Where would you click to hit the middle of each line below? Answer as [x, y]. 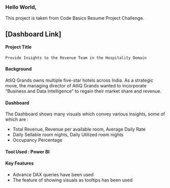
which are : [17, 119]
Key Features [20, 163]
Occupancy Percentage [37, 140]
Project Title [19, 47]
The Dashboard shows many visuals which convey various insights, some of [85, 114]
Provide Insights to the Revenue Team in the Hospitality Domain [76, 58]
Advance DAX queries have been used [53, 175]
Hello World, [21, 7]
